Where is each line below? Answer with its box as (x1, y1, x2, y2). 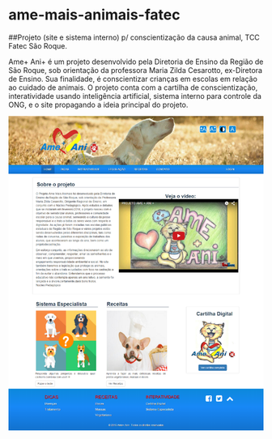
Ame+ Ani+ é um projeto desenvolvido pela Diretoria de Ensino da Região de (8, 57, 264, 66)
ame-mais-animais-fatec (8, 6, 181, 24)
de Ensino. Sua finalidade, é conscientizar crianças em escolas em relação (8, 74, 257, 83)
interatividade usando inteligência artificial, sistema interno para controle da (8, 91, 261, 100)
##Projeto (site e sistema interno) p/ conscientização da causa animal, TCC (8, 32, 261, 42)
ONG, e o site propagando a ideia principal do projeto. (8, 100, 189, 109)
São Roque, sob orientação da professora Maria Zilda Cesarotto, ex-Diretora (8, 65, 263, 75)
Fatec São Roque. (8, 40, 67, 50)
